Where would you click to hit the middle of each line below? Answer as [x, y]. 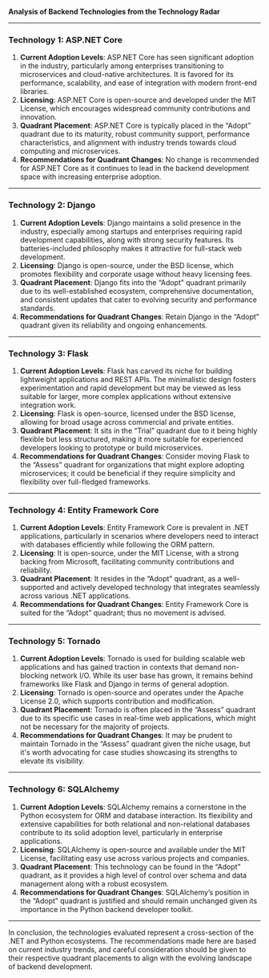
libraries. [34, 92]
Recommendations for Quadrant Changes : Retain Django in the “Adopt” [140, 316]
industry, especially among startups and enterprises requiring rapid [131, 231]
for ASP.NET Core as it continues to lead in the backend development [134, 169]
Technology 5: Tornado [54, 642]
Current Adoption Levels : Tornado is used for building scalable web [132, 658]
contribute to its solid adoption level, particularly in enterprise [121, 832]
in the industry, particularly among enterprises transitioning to [122, 66]
